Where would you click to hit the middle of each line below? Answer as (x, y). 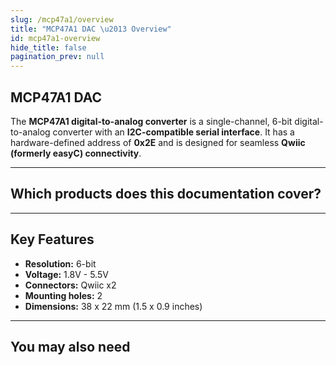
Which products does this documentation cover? (166, 194)
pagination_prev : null (57, 57)
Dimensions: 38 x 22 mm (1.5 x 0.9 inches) (113, 306)
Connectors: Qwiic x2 (70, 285)
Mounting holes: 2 (63, 295)
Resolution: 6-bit (60, 263)
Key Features (52, 239)
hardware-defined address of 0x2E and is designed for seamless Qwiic (158, 142)
